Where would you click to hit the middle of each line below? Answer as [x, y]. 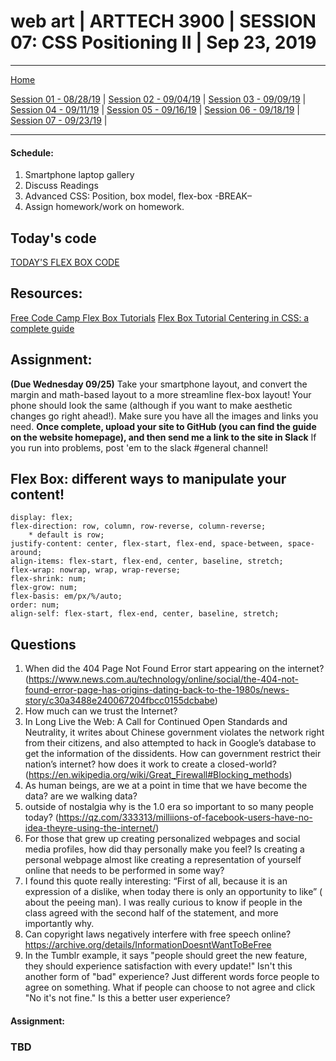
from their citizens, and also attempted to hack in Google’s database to [170, 743]
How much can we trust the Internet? [101, 711]
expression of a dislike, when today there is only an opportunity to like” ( [173, 892]
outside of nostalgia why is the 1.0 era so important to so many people [169, 807]
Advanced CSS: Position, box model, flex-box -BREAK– [138, 196]
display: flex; [42, 518]
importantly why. [59, 924]
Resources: [46, 293]
